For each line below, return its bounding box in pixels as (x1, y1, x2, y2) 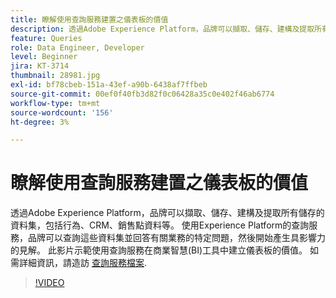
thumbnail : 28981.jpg (10, 71, 101, 81)
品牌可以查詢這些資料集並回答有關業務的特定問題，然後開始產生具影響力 (27, 232, 326, 244)
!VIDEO (34, 277, 65, 289)
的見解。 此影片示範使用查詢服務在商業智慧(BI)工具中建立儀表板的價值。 (10, 244, 308, 256)
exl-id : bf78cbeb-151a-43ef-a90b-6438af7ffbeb (10, 80, 208, 90)
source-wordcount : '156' (10, 107, 114, 118)
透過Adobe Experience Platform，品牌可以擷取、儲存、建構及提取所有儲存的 (10, 207, 325, 219)
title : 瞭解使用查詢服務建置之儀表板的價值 (10, 14, 169, 25)
